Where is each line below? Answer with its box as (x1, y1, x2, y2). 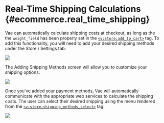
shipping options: (5, 69, 40, 75)
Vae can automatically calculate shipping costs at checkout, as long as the (5, 30, 155, 36)
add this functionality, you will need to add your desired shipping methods (5, 40, 154, 46)
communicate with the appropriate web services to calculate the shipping (5, 93, 153, 99)
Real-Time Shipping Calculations (5, 3, 141, 15)
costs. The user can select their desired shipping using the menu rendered (5, 98, 156, 104)
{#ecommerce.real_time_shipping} (5, 14, 150, 25)
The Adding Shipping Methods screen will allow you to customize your (5, 64, 147, 70)
